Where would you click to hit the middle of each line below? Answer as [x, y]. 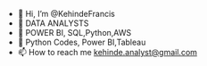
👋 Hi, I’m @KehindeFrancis [66, 14]
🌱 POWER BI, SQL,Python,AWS [75, 33]
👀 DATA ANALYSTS [53, 23]
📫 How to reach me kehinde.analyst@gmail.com [108, 52]
